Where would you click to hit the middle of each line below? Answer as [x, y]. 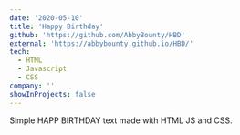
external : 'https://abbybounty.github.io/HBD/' [102, 43]
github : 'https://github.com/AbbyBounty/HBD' [97, 35]
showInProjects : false [52, 94]
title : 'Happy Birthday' [57, 26]
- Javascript [42, 69]
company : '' [32, 86]
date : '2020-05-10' [47, 18]
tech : [20, 52]
